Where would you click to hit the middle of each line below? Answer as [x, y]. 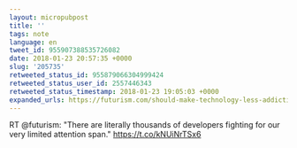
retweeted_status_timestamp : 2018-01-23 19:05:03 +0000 [114, 91]
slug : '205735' [37, 67]
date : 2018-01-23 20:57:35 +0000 [71, 58]
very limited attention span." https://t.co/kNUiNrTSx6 [105, 135]
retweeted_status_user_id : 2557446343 [80, 83]
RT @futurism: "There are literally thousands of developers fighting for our [145, 125]
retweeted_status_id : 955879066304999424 [87, 75]
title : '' [27, 26]
